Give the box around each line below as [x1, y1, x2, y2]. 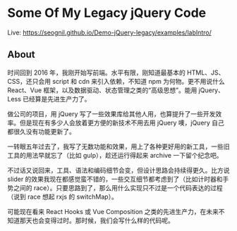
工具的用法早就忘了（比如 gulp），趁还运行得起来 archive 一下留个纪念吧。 [7, 151, 223, 159]
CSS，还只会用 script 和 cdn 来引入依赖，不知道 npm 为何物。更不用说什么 [7, 77, 226, 85]
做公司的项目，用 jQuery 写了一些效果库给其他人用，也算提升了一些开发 [7, 109, 216, 118]
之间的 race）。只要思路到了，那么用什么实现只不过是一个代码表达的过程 [13, 183, 224, 192]
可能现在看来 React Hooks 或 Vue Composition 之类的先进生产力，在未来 [7, 207, 219, 216]
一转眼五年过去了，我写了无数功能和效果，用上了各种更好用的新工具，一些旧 [7, 142, 230, 151]
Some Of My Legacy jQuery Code [7, 5, 207, 21]
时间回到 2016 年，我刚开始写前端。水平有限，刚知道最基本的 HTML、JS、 [7, 68, 225, 77]
